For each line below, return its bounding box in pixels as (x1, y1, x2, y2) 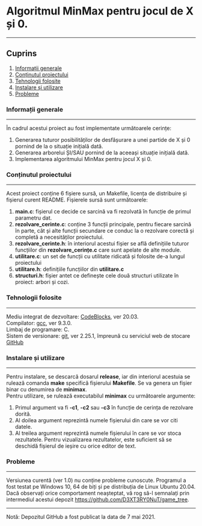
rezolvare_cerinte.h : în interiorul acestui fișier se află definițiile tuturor (14, 240, 189, 247)
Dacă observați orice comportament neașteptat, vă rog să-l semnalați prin (6, 490, 189, 497)
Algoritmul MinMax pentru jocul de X (6, 4, 194, 18)
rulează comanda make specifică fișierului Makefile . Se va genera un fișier (6, 379, 192, 387)
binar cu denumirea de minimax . (6, 385, 87, 393)
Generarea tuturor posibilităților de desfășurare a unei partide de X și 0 (14, 136, 191, 144)
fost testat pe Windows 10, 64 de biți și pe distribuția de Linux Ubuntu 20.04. (6, 483, 196, 490)
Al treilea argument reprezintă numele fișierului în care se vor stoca (14, 429, 182, 437)
